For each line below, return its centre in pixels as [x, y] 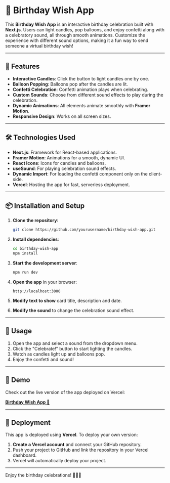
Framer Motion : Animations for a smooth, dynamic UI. [69, 158]
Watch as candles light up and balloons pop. [59, 354]
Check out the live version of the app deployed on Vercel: [65, 392]
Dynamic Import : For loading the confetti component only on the [80, 173]
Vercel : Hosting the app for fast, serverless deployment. [71, 185]
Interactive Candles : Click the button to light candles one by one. [81, 78]
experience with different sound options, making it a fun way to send [77, 40]
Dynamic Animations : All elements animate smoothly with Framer [81, 105]
